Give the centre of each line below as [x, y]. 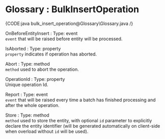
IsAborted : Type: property [33, 48]
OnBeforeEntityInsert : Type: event [42, 33]
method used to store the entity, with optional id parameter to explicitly [79, 120]
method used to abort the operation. [42, 69]
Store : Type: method [27, 115]
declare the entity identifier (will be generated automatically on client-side [83, 126]
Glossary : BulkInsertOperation [72, 9]
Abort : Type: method [28, 64]
